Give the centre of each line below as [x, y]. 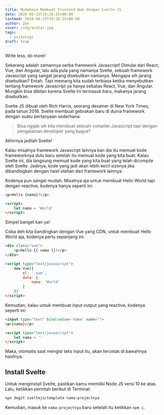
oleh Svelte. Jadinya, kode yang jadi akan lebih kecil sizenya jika [70, 166]
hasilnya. [14, 357]
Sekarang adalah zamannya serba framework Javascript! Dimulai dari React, [82, 65]
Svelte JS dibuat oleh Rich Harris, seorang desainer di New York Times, [77, 106]
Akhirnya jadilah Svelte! [29, 140]
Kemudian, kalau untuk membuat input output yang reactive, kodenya [75, 305]
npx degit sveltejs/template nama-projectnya [52, 398]
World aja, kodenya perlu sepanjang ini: [45, 237]
